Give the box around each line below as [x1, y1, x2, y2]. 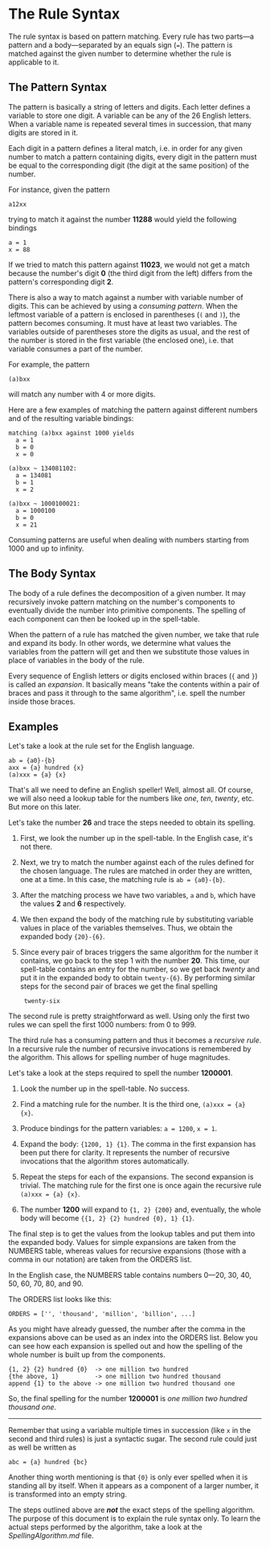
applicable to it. [8, 57, 59, 67]
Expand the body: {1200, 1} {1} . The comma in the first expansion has [19, 1139, 256, 1149]
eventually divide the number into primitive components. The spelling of [8, 605, 247, 615]
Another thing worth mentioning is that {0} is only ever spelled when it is [8, 1472, 248, 1482]
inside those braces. [8, 697, 76, 706]
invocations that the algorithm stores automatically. [19, 1156, 190, 1166]
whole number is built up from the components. [8, 1350, 166, 1359]
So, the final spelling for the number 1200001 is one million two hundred [8, 1394, 247, 1404]
